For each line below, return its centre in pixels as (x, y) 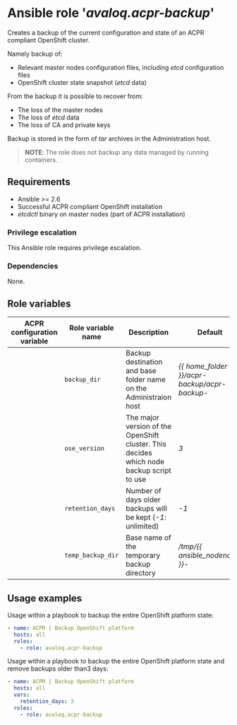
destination (144, 362)
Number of (144, 491)
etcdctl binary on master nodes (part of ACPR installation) (101, 214)
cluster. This (146, 444)
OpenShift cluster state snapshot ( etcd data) (82, 82)
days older (143, 500)
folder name (146, 379)
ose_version (84, 449)
